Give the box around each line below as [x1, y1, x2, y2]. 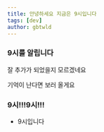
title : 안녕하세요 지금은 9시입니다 [7, 10, 97, 18]
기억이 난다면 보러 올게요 [7, 80, 75, 89]
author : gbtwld [7, 23, 52, 30]
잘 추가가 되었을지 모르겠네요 [7, 65, 86, 74]
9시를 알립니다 [7, 48, 54, 58]
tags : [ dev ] [7, 17, 42, 24]
